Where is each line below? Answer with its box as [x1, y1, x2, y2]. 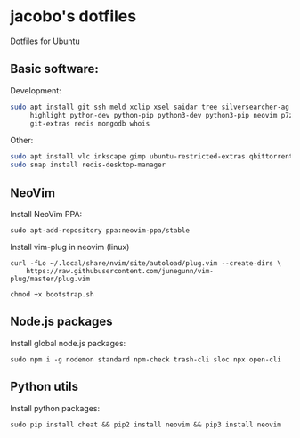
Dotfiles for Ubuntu [10, 36, 80, 46]
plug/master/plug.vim [10, 274, 91, 283]
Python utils [10, 379, 79, 394]
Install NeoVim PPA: [10, 208, 83, 219]
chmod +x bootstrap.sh [10, 289, 94, 299]
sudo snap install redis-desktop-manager [10, 160, 166, 170]
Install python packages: [10, 402, 101, 413]
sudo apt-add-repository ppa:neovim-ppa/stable [10, 225, 191, 235]
